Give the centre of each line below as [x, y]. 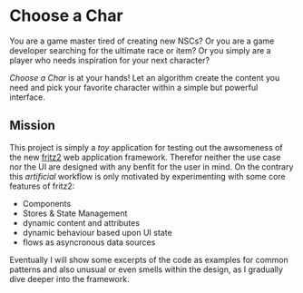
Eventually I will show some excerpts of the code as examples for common [149, 259]
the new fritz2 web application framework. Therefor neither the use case [145, 157]
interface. [27, 97]
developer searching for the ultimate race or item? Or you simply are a [140, 50]
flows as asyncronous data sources [89, 242]
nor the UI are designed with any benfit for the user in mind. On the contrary [151, 166]
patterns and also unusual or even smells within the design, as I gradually [147, 269]
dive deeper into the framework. [69, 278]
